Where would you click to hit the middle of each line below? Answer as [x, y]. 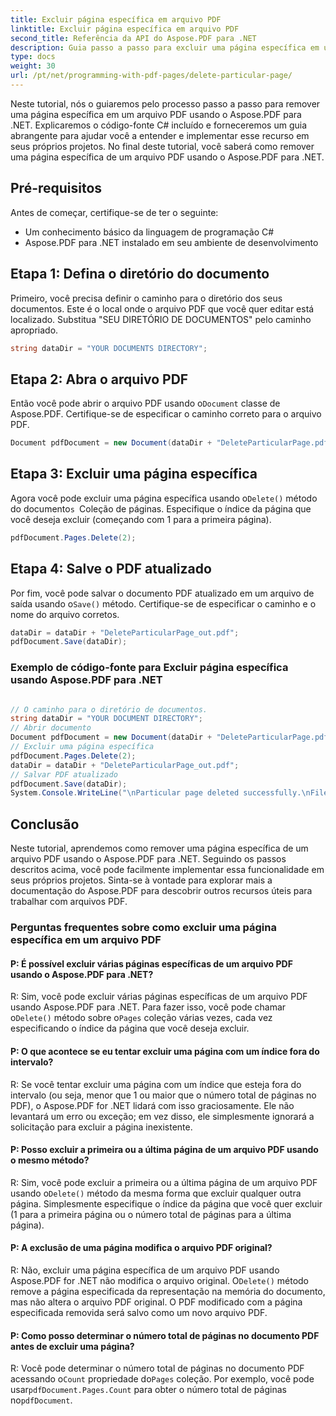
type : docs [33, 57]
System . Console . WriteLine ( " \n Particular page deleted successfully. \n [160, 793]
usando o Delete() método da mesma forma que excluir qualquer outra [156, 1193]
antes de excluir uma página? [72, 1346]
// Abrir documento [51, 728]
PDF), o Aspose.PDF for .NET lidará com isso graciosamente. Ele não [152, 1105]
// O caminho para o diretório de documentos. [109, 709]
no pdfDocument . [41, 1400]
